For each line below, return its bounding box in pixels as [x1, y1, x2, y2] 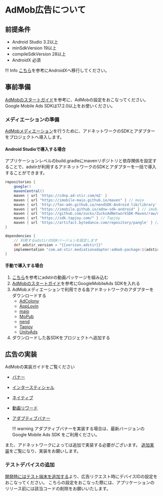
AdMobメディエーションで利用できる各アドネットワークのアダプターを [12, 287, 154, 292]
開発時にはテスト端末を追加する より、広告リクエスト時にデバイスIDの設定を [5, 473, 158, 479]
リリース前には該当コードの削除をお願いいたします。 [5, 485, 111, 491]
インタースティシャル [12, 384, 55, 390]
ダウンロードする [12, 292, 47, 298]
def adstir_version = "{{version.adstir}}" [14, 242, 103, 247]
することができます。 [5, 170, 48, 176]
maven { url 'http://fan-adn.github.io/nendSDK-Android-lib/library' [14, 202, 158, 207]
